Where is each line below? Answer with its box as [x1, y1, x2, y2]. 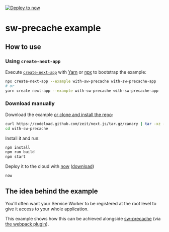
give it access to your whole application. [5, 206, 89, 212]
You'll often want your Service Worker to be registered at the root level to [5, 200, 157, 206]
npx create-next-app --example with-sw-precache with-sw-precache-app [5, 79, 156, 84]
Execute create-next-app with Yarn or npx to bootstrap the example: [5, 69, 147, 75]
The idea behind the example [5, 187, 98, 196]
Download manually [5, 100, 55, 107]
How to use [5, 42, 41, 51]
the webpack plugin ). [5, 221, 49, 227]
